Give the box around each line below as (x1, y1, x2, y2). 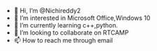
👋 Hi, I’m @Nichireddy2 (13, 7, 81, 14)
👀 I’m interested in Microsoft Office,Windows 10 (13, 14, 151, 22)
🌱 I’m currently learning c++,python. (13, 21, 119, 29)
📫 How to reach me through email (13, 37, 113, 44)
